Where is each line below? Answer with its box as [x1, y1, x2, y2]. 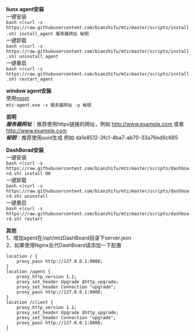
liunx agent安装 [6, 6, 44, 12]
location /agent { [6, 269, 51, 275]
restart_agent [19, 76, 54, 82]
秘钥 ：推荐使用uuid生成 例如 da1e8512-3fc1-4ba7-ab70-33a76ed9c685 [6, 134, 178, 141]
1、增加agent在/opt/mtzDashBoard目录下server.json [6, 234, 131, 241]
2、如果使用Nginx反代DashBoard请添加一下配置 [6, 242, 121, 248]
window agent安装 [6, 87, 52, 94]
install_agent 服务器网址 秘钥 [19, 31, 89, 37]
